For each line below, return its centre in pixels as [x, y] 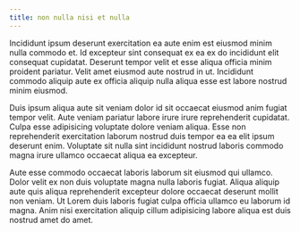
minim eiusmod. [39, 90]
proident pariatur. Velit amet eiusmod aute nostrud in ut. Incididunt [131, 71]
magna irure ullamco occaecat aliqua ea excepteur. [104, 155]
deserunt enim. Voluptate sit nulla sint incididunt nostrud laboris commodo [146, 145]
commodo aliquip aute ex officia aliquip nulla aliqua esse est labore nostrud [148, 80]
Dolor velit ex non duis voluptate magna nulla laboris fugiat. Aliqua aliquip [145, 182]
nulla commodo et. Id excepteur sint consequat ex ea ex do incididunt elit [144, 52]
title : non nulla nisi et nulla [69, 17]
